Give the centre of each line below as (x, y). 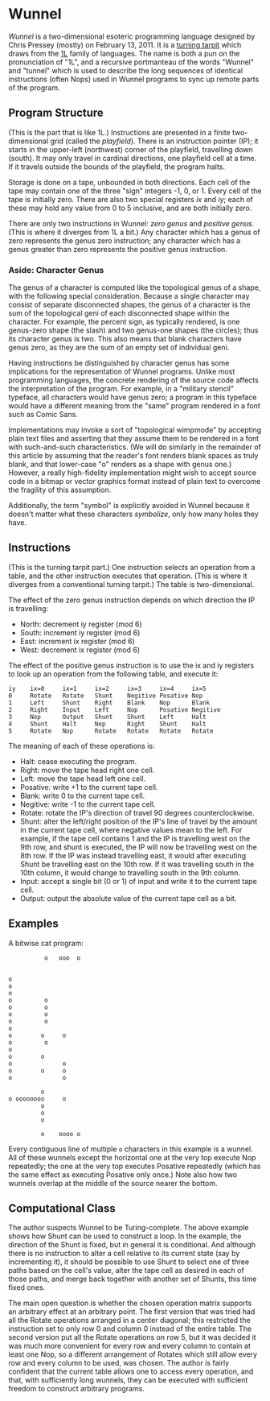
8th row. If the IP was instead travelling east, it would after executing (133, 855)
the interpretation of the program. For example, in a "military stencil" (121, 389)
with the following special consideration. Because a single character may (129, 296)
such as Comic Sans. (43, 415)
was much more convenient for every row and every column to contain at (130, 1346)
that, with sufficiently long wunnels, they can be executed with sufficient (128, 1380)
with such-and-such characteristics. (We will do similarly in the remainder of (135, 447)
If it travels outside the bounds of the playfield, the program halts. (117, 167)
